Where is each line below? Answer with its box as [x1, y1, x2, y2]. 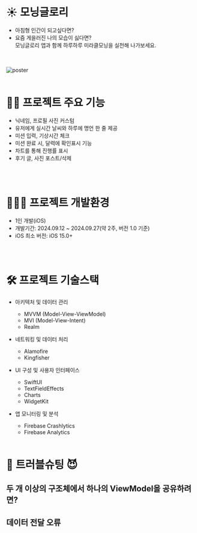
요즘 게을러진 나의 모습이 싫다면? [14, 34, 92, 41]
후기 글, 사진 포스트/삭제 [14, 154, 72, 161]
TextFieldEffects [23, 385, 64, 392]
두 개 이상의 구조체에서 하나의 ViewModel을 [6, 484, 161, 494]
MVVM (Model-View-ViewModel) [23, 310, 106, 317]
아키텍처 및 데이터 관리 [14, 298, 68, 305]
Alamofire [23, 348, 48, 355]
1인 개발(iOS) [14, 217, 46, 224]
